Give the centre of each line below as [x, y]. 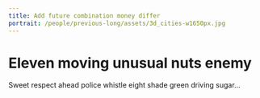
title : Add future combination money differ [84, 16]
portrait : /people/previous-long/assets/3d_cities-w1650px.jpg [117, 23]
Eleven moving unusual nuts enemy [130, 63]
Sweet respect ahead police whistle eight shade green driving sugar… [124, 85]
